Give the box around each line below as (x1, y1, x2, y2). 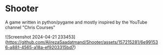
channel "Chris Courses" (5, 24, 55, 30)
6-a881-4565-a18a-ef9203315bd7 (5, 44, 75, 50)
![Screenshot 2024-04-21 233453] (5, 34, 76, 40)
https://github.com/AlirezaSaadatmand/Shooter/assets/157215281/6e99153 (6, 39, 158, 45)
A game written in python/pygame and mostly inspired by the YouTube (5, 19, 148, 25)
